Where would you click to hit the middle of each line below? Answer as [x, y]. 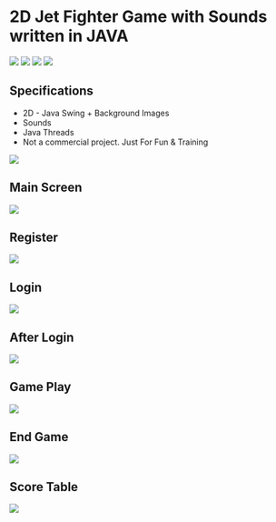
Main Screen [46, 188]
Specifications [51, 91]
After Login [42, 337]
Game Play [40, 387]
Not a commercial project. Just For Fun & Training [115, 142]
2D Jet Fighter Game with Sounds [138, 17]
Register [34, 237]
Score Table [44, 487]
